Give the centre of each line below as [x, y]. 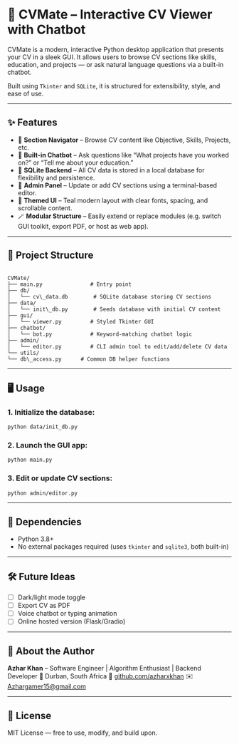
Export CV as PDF [44, 606]
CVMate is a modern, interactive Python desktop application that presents [116, 49]
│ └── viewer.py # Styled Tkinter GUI [81, 321]
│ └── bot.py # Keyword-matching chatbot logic [100, 334]
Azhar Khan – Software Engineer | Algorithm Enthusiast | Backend [104, 668]
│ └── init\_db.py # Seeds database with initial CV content [114, 309]
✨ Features [32, 123]
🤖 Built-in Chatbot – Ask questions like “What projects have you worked [123, 155]
